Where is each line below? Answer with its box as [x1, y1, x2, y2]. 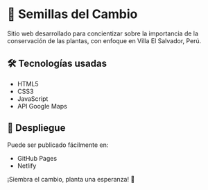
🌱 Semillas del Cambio [7, 6, 138, 22]
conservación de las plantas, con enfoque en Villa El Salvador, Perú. [7, 36, 202, 45]
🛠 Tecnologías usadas [7, 58, 107, 70]
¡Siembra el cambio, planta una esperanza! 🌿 [7, 175, 135, 183]
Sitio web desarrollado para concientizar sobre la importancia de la [7, 29, 199, 38]
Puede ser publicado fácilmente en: [7, 141, 109, 149]
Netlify [17, 161, 37, 170]
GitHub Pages [17, 154, 58, 162]
